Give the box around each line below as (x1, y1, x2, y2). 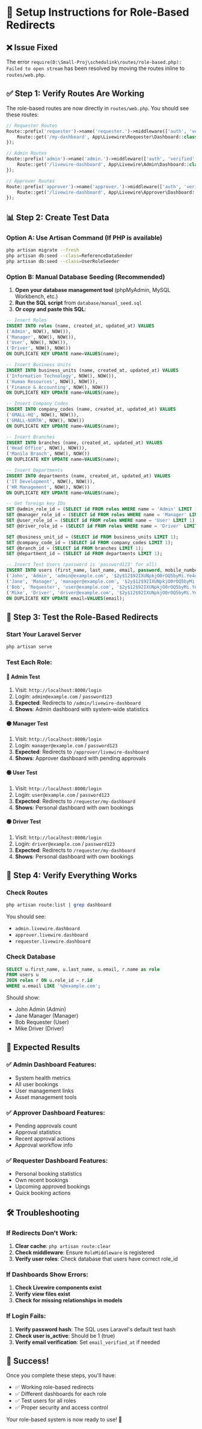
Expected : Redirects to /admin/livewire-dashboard (14, 699, 141, 706)
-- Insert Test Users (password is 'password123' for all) (6, 562, 158, 568)
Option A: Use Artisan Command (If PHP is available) (6, 233, 163, 242)
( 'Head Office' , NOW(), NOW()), (6, 445, 87, 451)
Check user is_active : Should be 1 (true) (14, 1332, 115, 1339)
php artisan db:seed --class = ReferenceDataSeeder (6, 253, 133, 259)
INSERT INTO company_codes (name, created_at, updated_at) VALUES (6, 407, 176, 413)
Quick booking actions (14, 1190, 71, 1197)
